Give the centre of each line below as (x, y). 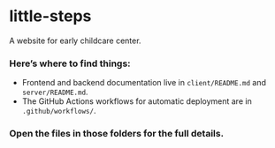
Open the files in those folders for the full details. (116, 134)
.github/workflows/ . (59, 111)
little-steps (50, 16)
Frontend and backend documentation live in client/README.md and (144, 83)
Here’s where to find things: (70, 63)
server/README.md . (55, 92)
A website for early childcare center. (75, 41)
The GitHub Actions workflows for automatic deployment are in (137, 101)
